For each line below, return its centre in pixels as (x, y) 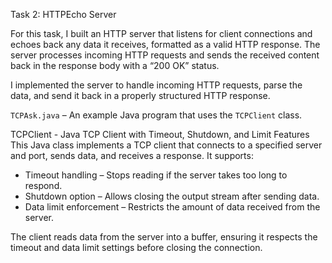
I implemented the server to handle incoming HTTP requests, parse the (156, 85)
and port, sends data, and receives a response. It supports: (132, 155)
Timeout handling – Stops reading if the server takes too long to (156, 175)
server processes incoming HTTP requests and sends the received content (165, 55)
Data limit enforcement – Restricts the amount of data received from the (172, 207)
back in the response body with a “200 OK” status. (115, 65)
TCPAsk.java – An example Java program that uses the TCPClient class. (156, 115)
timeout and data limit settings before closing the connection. (136, 247)
